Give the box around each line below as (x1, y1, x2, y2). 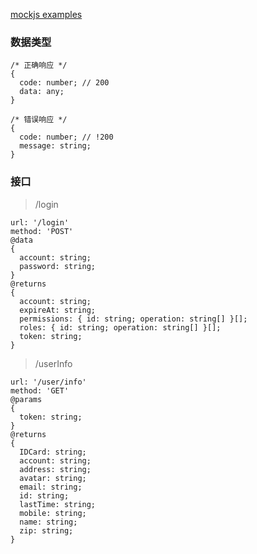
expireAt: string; (19, 305, 97, 315)
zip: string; (19, 525, 74, 536)
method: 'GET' (10, 385, 70, 396)
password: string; (19, 261, 97, 271)
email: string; (19, 482, 83, 492)
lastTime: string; (19, 499, 97, 509)
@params (10, 394, 43, 404)
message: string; (19, 141, 92, 151)
